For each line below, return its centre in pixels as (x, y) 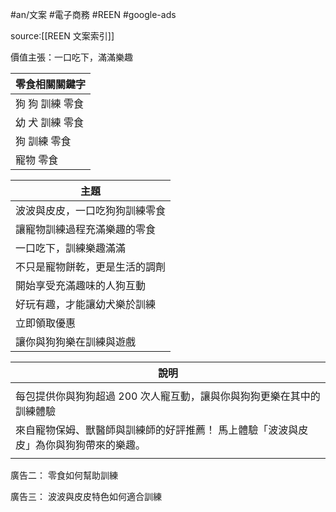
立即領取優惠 (46, 323)
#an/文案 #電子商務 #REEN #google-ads (93, 14)
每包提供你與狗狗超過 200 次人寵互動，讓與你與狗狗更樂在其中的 (168, 396)
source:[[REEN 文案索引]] (62, 36)
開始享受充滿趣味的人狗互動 (81, 285)
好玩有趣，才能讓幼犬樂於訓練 (86, 304)
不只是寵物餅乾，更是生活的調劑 (91, 266)
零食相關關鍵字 (51, 84)
